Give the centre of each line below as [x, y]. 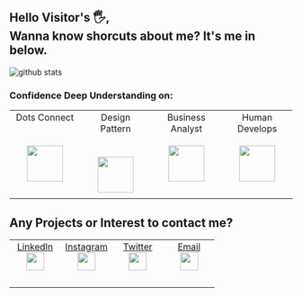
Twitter [138, 247]
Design [115, 118]
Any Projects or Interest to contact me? [121, 223]
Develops [257, 129]
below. [28, 50]
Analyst [187, 129]
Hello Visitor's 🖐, [60, 18]
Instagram [86, 247]
